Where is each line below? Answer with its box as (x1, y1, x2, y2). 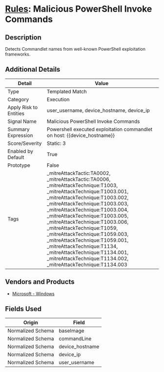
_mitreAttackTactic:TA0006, (46, 176, 111, 182)
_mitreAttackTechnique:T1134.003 (46, 261, 128, 268)
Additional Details (5, 65, 61, 74)
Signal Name (7, 118, 37, 125)
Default (7, 154, 24, 160)
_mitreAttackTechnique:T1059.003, (46, 231, 129, 237)
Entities (7, 110, 25, 117)
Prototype (7, 162, 30, 169)
